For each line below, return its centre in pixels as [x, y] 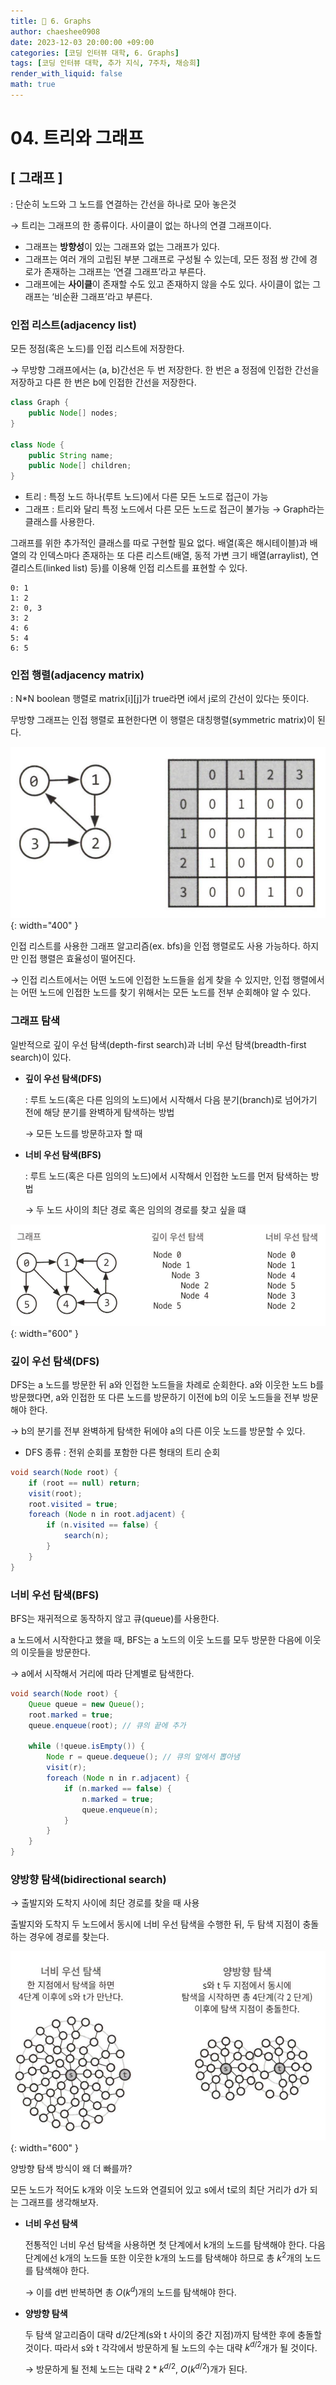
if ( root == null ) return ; [84, 1483]
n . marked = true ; [118, 1799]
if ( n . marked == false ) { [117, 1788]
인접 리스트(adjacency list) [73, 325]
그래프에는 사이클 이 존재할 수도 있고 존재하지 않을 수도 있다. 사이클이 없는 [167, 284]
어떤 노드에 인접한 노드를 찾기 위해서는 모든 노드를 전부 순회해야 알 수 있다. [166, 992]
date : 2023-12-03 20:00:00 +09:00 [82, 42]
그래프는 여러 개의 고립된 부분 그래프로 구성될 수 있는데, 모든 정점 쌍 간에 [166, 259]
